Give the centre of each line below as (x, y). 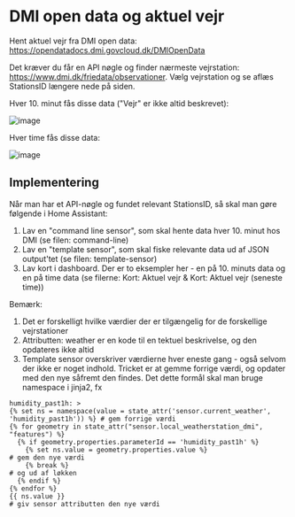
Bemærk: (26, 304)
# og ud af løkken (43, 473)
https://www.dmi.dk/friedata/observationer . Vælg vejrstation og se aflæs (142, 76)
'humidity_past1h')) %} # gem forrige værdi (93, 419)
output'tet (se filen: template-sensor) (89, 258)
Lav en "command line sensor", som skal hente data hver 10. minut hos (151, 230)
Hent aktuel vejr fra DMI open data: (73, 41)
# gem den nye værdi (47, 458)
